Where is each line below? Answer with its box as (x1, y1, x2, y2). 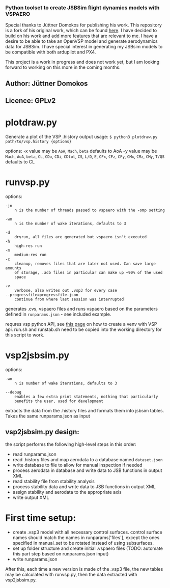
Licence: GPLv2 (5, 96, 56, 105)
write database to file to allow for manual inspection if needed (12, 462, 143, 468)
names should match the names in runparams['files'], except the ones (12, 534, 160, 541)
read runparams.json (12, 451, 57, 457)
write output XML (12, 494, 49, 500)
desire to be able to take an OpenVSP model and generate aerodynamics (5, 38, 158, 44)
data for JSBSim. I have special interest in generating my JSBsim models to (5, 44, 163, 50)
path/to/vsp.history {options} (5, 139, 72, 144)
